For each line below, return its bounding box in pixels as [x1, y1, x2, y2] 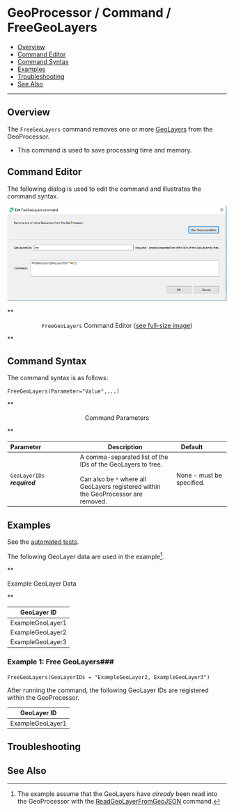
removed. [79, 497, 107, 506]
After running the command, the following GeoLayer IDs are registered [7, 686, 209, 694]
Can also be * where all [79, 475, 146, 483]
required [10, 478, 36, 487]
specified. [176, 478, 205, 487]
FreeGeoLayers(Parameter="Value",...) [7, 388, 120, 395]
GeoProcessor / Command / [7, 5, 171, 21]
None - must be [176, 471, 223, 480]
